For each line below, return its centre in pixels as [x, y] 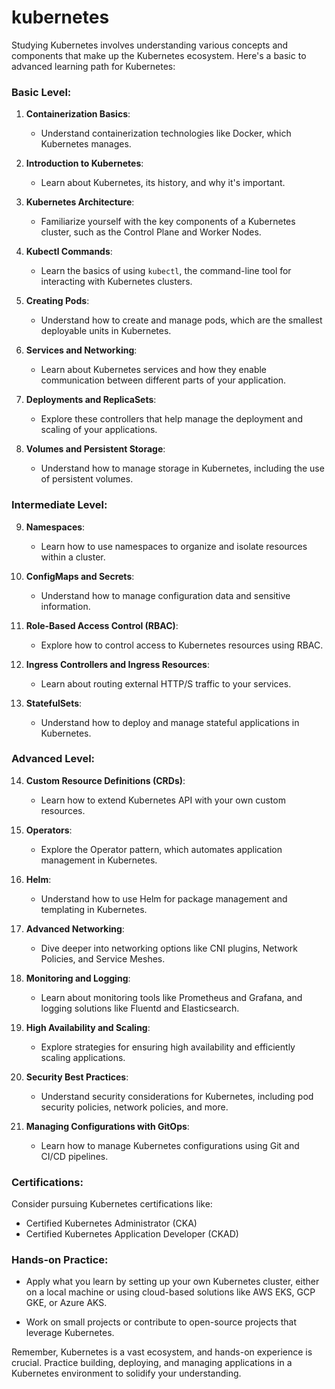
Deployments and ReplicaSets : [91, 400]
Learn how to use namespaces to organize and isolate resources [174, 546]
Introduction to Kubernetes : [84, 163]
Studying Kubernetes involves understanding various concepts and [150, 45]
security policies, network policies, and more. [134, 1107]
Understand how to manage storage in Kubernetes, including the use [182, 468]
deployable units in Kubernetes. [106, 331]
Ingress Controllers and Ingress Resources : [118, 664]
